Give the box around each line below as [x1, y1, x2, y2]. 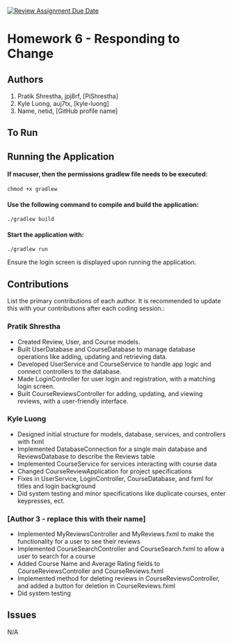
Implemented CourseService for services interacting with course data [17, 459, 217, 468]
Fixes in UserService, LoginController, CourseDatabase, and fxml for [17, 474, 214, 482]
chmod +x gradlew [7, 185, 58, 192]
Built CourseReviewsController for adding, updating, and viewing [17, 389, 203, 397]
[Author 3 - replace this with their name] [7, 514, 146, 523]
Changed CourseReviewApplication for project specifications [17, 467, 193, 475]
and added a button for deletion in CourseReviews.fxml [17, 582, 176, 590]
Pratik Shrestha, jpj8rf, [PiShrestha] [17, 92, 118, 100]
